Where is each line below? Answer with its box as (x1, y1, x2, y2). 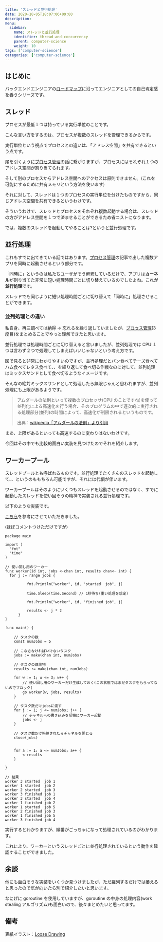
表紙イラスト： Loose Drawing (5, 931, 65, 937)
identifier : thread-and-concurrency (14, 35, 89, 40)
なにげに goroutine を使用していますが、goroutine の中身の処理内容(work (5, 895, 152, 901)
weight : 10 (14, 44, 36, 48)
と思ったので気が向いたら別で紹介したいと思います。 (5, 885, 111, 891)
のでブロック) (8, 685, 33, 690)
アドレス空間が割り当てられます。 (5, 165, 73, 171)
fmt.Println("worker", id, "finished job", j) (26, 599, 123, 604)
